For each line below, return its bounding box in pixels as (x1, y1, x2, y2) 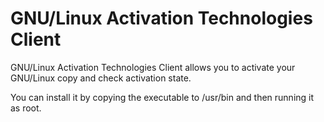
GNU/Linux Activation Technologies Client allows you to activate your (10, 61, 296, 73)
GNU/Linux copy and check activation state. (10, 72, 192, 84)
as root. (10, 102, 42, 114)
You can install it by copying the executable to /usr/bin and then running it (10, 91, 315, 103)
